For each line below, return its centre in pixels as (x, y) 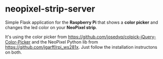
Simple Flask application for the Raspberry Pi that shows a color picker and (81, 22)
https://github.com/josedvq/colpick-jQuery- (112, 37)
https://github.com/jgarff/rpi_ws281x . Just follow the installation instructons (81, 47)
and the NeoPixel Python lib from (65, 42)
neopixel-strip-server (50, 9)
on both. (13, 52)
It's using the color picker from (36, 37)
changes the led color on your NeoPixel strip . (51, 27)
